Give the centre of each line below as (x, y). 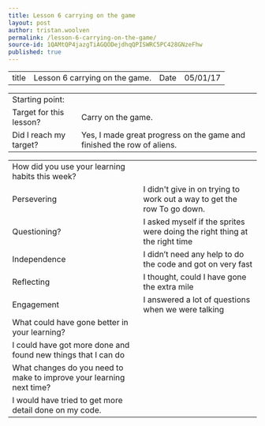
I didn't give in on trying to (192, 189)
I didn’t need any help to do (194, 254)
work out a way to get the (190, 199)
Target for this (38, 112)
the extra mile (168, 287)
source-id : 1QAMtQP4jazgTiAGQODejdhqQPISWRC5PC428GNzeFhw (105, 45)
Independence (39, 259)
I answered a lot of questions (197, 299)
